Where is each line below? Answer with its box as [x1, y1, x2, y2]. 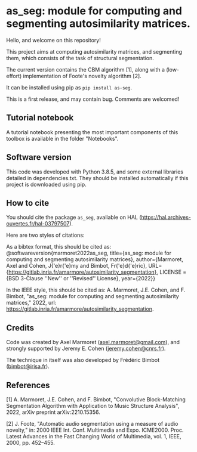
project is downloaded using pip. [6, 181, 87, 188]
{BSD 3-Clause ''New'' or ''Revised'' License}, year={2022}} [6, 275, 156, 282]
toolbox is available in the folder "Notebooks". [6, 135, 119, 142]
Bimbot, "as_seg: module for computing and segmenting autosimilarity [6, 293, 179, 300]
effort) [6, 72, 22, 79]
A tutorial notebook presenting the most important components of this [6, 128, 178, 135]
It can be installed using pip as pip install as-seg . [6, 83, 133, 91]
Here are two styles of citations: [6, 231, 85, 239]
